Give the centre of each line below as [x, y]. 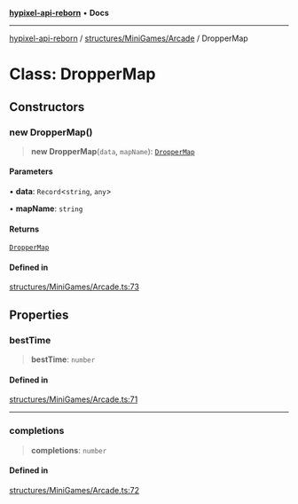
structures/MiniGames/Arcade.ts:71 [74, 399]
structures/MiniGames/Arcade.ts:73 [74, 287]
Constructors [47, 107]
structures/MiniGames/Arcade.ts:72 [74, 490]
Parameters [31, 171]
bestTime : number [63, 359]
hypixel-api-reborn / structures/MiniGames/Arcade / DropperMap [129, 38]
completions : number [69, 450]
